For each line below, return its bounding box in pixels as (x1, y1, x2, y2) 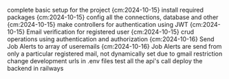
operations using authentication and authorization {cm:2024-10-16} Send (7, 35, 215, 43)
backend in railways (7, 65, 64, 72)
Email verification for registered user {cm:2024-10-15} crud (26, 27, 195, 36)
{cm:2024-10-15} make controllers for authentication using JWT (7, 21, 188, 28)
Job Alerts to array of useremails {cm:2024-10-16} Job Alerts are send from (7, 43, 222, 50)
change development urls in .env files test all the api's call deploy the (7, 57, 203, 65)
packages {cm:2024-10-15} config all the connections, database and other (7, 13, 219, 21)
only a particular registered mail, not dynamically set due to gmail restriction (7, 49, 223, 58)
